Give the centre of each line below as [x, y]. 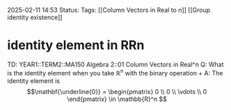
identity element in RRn [76, 45]
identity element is [34, 81]
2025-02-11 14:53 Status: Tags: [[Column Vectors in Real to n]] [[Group [109, 10]
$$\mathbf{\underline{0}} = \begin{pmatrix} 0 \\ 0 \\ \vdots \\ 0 [117, 91]
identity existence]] [35, 17]
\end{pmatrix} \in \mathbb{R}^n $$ [117, 99]
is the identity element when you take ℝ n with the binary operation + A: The [115, 72]
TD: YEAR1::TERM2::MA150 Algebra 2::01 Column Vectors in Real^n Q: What [115, 64]
